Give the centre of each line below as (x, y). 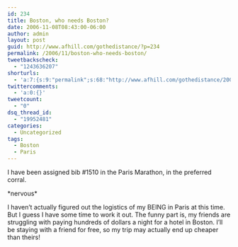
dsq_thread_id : (30, 113)
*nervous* (22, 193)
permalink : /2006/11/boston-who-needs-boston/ (77, 54)
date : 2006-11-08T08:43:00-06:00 (57, 27)
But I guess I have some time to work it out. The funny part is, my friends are (119, 214)
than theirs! (24, 237)
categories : (25, 126)
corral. (17, 180)
